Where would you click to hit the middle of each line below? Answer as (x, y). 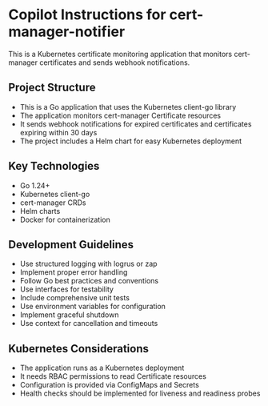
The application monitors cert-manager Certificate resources (120, 115)
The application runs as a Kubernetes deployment (102, 368)
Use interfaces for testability (67, 289)
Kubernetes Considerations (79, 349)
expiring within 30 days (58, 132)
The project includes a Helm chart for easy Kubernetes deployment (131, 141)
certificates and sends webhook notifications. (115, 62)
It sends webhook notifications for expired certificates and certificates (136, 124)
